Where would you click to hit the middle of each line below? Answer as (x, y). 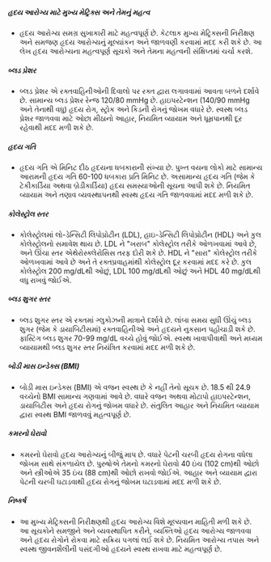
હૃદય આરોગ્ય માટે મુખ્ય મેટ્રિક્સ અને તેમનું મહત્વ (79, 12)
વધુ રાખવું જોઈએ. (45, 280)
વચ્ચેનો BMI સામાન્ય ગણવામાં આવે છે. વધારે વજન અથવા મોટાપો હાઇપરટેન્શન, (135, 396)
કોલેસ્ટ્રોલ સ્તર (28, 213)
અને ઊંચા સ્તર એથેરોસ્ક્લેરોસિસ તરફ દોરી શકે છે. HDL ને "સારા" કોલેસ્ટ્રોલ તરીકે (138, 252)
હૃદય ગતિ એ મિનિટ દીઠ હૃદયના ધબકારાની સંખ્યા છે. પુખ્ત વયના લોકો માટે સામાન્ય (141, 167)
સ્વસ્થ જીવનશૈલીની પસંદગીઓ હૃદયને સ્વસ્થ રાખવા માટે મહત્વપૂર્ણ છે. (121, 549)
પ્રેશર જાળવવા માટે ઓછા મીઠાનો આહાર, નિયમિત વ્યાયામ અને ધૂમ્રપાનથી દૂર (131, 118)
